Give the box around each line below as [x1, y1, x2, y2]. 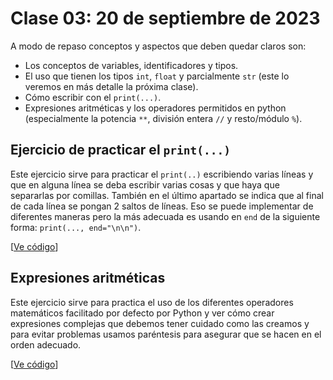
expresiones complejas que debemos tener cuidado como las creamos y [10, 317, 310, 329]
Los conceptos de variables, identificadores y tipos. [24, 59, 239, 71]
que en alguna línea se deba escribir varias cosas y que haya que [10, 178, 280, 191]
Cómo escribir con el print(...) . [24, 91, 162, 103]
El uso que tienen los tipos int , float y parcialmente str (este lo [24, 70, 290, 82]
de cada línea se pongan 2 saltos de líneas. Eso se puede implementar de [10, 200, 314, 212]
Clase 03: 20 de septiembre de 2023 [10, 7, 321, 30]
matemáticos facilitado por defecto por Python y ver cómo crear [10, 307, 275, 319]
